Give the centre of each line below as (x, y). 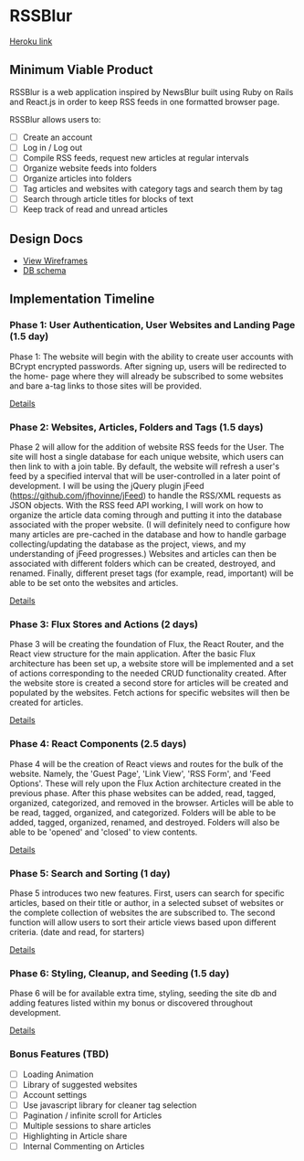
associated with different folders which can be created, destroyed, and (142, 564)
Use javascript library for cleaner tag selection (110, 1105)
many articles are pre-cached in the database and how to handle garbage (148, 535)
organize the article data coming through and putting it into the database (146, 515)
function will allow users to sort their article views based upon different (143, 922)
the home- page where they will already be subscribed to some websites (147, 376)
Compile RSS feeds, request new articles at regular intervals (136, 157)
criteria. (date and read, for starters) (77, 932)
